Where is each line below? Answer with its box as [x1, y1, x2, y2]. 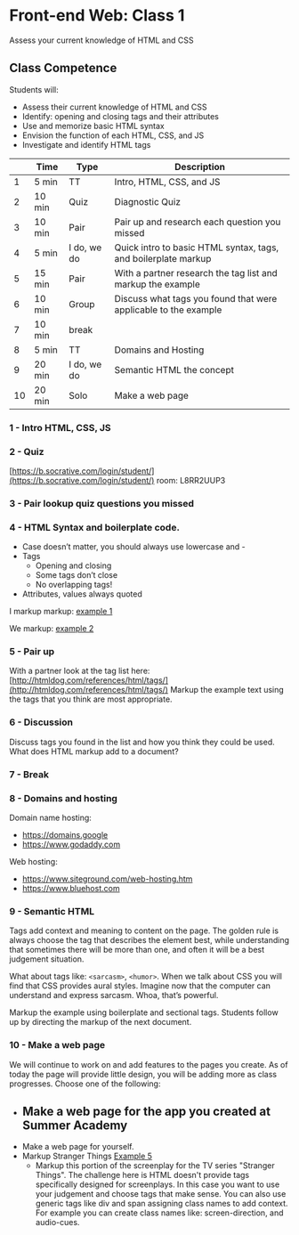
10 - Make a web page [9, 1039, 106, 1052]
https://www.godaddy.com [21, 839, 121, 849]
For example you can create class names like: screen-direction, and [35, 1207, 284, 1218]
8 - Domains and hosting [9, 792, 118, 804]
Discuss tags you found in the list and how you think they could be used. [9, 736, 276, 747]
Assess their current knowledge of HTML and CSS [21, 102, 207, 112]
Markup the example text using [170, 685, 285, 695]
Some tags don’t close [35, 570, 118, 581]
